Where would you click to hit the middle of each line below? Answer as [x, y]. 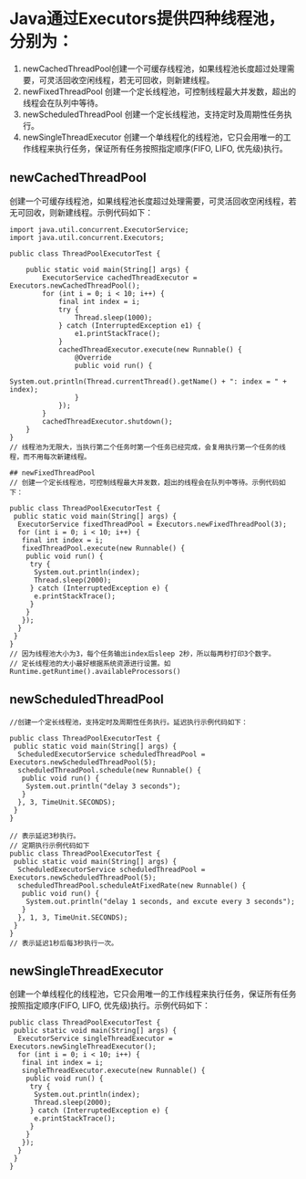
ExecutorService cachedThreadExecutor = [120, 278]
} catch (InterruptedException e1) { [130, 325]
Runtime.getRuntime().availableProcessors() [95, 671]
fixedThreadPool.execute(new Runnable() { [103, 548]
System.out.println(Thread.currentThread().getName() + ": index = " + [148, 381]
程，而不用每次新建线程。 [50, 457]
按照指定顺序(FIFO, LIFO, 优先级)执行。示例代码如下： [110, 1005]
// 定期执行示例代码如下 [50, 846]
